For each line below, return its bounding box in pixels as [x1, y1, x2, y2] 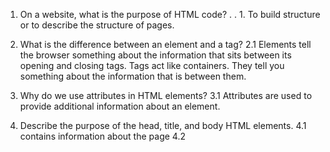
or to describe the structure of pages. [19, 19, 175, 31]
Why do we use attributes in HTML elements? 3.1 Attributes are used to [19, 90, 313, 101]
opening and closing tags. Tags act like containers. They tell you [19, 60, 285, 71]
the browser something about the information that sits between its [19, 49, 292, 61]
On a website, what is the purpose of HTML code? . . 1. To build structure [19, 9, 321, 20]
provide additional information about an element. [19, 100, 221, 112]
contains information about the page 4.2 [19, 130, 186, 142]
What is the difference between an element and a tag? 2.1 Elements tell [19, 39, 312, 50]
